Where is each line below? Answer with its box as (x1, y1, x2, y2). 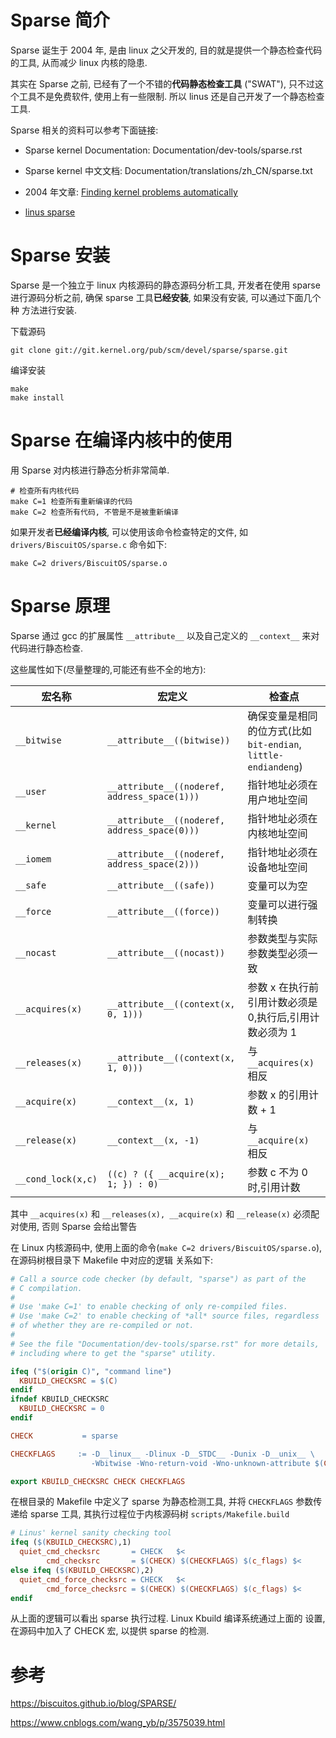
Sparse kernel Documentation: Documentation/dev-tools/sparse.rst (24, 144, 303, 156)
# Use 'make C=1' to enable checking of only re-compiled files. (10, 1302, 288, 1312)
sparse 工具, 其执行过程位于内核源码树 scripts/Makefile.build (29, 1508, 290, 1520)
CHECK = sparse (10, 1431, 118, 1441)
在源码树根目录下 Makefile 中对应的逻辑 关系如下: (10, 1254, 214, 1266)
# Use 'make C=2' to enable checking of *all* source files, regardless (10, 1311, 320, 1321)
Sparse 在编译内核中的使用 (10, 429, 233, 452)
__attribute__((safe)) (106, 879, 215, 891)
